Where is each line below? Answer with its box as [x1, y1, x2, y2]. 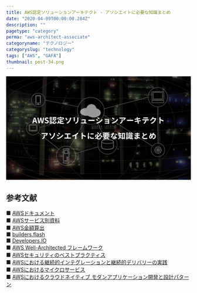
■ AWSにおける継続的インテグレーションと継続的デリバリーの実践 [6, 258, 168, 265]
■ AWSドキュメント [6, 209, 55, 217]
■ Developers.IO [6, 237, 47, 244]
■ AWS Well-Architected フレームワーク [6, 244, 103, 251]
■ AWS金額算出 [6, 224, 45, 231]
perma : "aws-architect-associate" [6, 34, 91, 41]
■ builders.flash [6, 231, 45, 238]
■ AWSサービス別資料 [6, 217, 60, 224]
